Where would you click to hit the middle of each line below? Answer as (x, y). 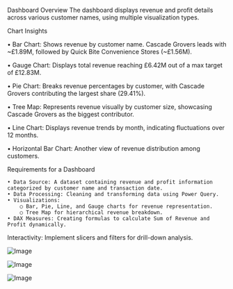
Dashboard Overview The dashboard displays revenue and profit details (110, 10)
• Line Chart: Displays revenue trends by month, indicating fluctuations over (116, 127)
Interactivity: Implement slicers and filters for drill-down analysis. (100, 238)
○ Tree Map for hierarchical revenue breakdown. (91, 213)
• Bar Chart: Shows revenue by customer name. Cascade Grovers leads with (117, 44)
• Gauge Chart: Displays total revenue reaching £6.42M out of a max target (115, 65)
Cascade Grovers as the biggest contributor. (71, 114)
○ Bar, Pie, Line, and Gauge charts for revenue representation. (116, 206)
